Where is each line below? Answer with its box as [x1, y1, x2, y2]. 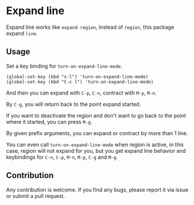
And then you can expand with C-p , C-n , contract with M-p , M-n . [6, 89, 157, 96]
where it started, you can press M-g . [6, 118, 92, 125]
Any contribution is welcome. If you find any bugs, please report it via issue [6, 186, 189, 193]
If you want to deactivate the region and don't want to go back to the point [6, 112, 186, 119]
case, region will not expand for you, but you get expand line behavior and [6, 147, 186, 154]
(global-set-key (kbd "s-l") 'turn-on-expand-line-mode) [6, 73, 149, 80]
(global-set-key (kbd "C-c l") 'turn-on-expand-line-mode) [6, 79, 154, 85]
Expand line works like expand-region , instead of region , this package [6, 23, 175, 31]
